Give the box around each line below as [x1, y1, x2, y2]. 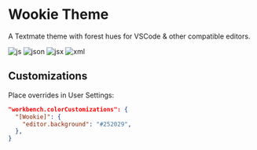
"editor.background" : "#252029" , [22, 120, 132, 128]
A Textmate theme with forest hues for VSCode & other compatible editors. [8, 31, 251, 41]
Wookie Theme [8, 5, 109, 24]
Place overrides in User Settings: [8, 90, 115, 100]
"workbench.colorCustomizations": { [8, 105, 128, 113]
